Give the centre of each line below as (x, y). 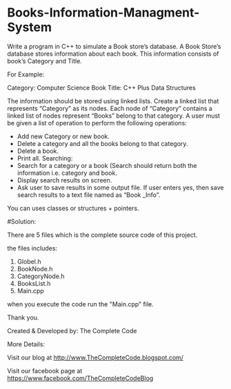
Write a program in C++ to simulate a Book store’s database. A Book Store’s (114, 46)
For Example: (26, 74)
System (30, 27)
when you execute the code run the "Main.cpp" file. (80, 304)
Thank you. (23, 317)
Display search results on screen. (64, 180)
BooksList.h (34, 283)
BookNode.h (35, 269)
